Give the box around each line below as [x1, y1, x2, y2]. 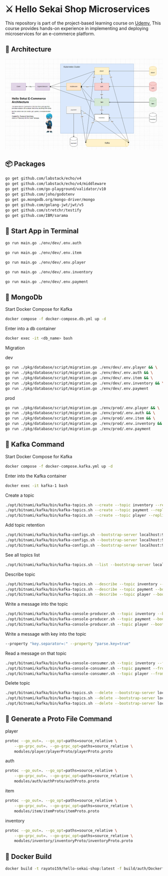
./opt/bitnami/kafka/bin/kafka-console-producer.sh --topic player [5, 622, 149, 627]
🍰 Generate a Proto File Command [5, 715, 112, 723]
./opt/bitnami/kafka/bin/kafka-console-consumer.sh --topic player [5, 671, 149, 676]
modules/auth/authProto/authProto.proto [14, 779, 99, 784]
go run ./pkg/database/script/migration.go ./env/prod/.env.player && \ [5, 405, 160, 410]
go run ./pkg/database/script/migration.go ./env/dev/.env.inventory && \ [5, 381, 164, 386]
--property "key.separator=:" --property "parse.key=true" [5, 641, 131, 646]
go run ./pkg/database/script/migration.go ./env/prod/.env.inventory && [5, 421, 162, 426]
